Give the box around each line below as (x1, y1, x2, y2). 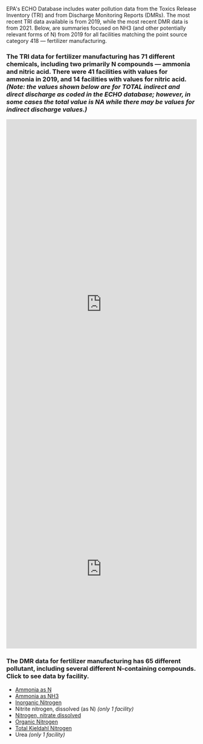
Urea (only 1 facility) (14, 731, 65, 738)
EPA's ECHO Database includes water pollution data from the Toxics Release (6, 5, 196, 12)
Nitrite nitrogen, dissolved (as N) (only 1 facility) (14, 705, 134, 713)
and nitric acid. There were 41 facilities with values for (6, 67, 168, 76)
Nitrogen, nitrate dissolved (14, 711, 82, 719)
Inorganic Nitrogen (14, 699, 62, 706)
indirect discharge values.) (6, 105, 88, 114)
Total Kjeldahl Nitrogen (14, 724, 72, 731)
